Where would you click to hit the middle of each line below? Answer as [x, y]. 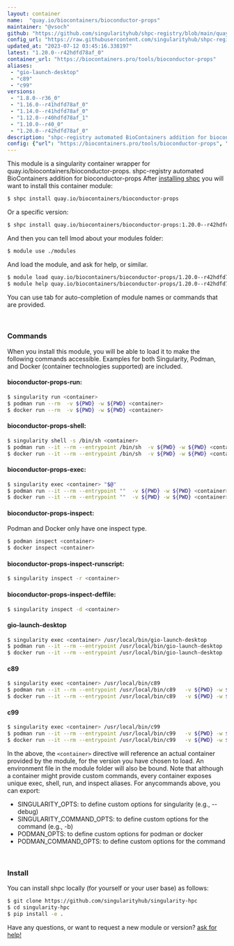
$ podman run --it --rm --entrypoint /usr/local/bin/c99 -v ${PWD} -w [115, 734]
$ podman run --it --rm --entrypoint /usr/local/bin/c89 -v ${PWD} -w [115, 690]
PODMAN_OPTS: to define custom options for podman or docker [110, 833]
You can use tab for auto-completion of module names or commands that [112, 297]
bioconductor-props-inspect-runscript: [66, 564]
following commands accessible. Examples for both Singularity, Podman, [111, 359]
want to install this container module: [60, 186]
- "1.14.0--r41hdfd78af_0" [49, 111]
